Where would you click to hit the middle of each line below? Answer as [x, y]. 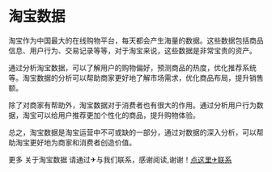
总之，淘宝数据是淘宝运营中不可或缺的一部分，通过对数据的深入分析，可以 [132, 132]
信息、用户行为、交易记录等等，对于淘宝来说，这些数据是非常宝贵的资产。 [132, 50]
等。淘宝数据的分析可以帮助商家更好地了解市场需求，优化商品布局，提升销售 [136, 78]
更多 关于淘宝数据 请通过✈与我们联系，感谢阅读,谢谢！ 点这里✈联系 [120, 159]
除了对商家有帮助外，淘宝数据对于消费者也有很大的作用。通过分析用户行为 [132, 105]
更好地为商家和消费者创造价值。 [83, 142]
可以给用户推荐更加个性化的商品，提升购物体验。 [118, 115]
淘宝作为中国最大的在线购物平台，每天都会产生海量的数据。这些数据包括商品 [136, 40]
